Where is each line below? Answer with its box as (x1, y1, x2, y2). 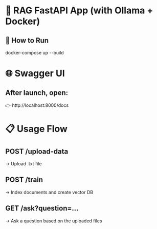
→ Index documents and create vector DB (5, 189, 94, 195)
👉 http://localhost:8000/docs (5, 102, 69, 108)
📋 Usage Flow (5, 123, 68, 135)
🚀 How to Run (5, 36, 49, 45)
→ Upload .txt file (5, 161, 42, 166)
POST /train (5, 176, 43, 184)
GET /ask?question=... (5, 204, 79, 213)
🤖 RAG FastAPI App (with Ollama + (5, 5, 153, 16)
